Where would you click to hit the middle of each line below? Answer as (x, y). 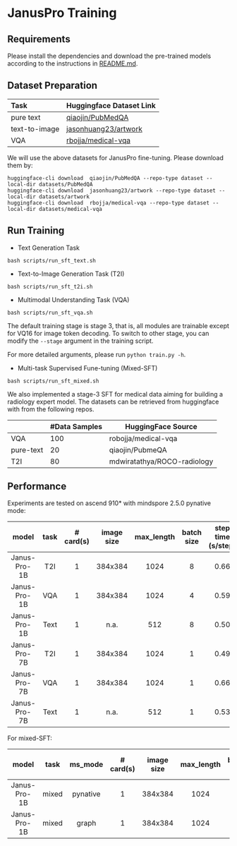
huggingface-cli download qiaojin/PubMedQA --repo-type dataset (105, 178)
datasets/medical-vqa (70, 209)
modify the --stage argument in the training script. (80, 341)
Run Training (36, 231)
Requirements (39, 39)
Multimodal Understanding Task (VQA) (73, 300)
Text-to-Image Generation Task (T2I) (71, 274)
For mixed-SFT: (30, 738)
